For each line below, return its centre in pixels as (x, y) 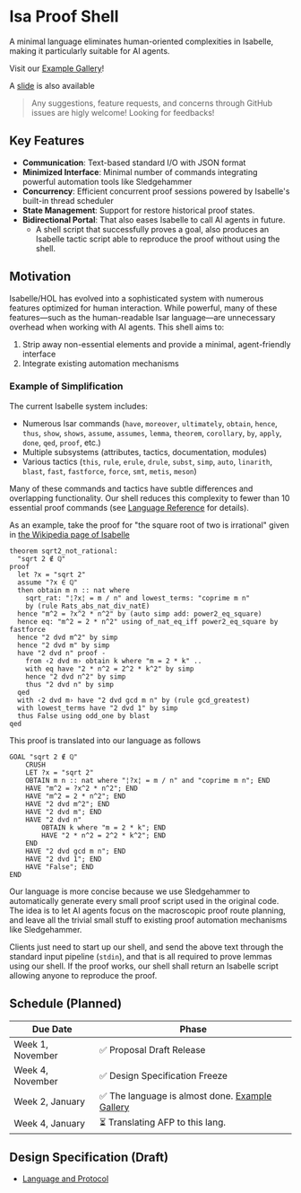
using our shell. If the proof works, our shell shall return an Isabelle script (144, 966)
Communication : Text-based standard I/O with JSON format (134, 162)
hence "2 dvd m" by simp (64, 645)
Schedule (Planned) (66, 1004)
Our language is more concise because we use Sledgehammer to (130, 891)
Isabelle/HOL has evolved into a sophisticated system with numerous (137, 298)
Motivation (40, 277)
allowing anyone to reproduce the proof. (83, 975)
